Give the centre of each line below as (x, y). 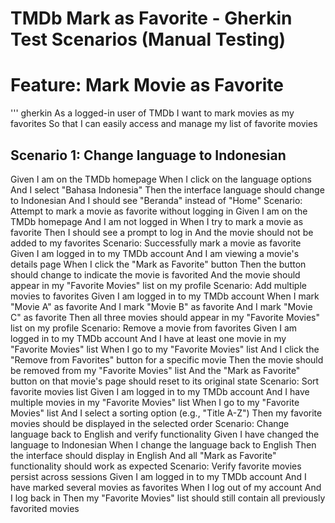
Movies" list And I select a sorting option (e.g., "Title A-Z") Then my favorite (166, 413)
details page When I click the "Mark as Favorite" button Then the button (158, 264)
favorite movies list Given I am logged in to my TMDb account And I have (160, 391)
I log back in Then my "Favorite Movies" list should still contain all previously (168, 498)
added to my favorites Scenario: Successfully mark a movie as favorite (156, 243)
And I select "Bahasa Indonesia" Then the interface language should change (167, 189)
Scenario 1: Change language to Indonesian (148, 155)
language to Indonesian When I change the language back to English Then (163, 444)
